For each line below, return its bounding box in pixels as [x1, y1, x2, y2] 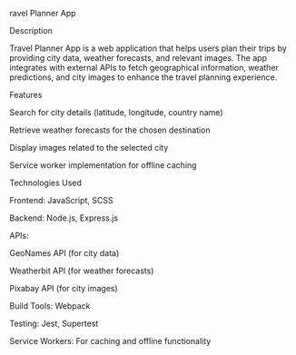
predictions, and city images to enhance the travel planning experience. [9, 72, 278, 83]
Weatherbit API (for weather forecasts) [9, 265, 154, 276]
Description [9, 25, 53, 35]
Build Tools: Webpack [9, 301, 91, 311]
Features [9, 90, 43, 100]
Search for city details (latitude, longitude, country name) [9, 107, 223, 117]
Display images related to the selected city [9, 143, 169, 153]
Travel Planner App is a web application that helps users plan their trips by [9, 43, 288, 54]
